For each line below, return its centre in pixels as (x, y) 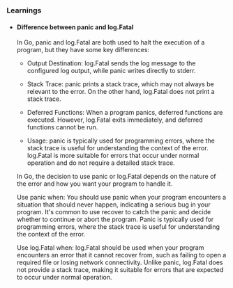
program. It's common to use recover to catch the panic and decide (114, 212)
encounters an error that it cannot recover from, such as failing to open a (121, 255)
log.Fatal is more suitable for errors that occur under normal (113, 156)
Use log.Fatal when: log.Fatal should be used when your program (110, 248)
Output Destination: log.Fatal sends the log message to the (111, 63)
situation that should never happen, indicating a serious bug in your (113, 205)
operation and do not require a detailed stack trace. (101, 163)
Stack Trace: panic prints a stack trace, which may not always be (120, 84)
